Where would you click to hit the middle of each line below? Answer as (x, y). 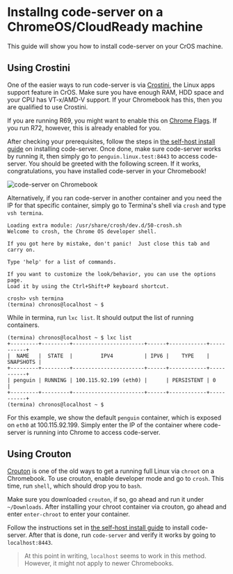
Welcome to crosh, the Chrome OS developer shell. (82, 231)
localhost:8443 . (30, 542)
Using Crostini (39, 68)
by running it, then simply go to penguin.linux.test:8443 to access (103, 156)
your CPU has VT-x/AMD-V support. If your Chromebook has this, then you (115, 99)
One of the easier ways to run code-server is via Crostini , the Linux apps (111, 85)
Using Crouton (39, 454)
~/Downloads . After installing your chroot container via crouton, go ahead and (117, 507)
